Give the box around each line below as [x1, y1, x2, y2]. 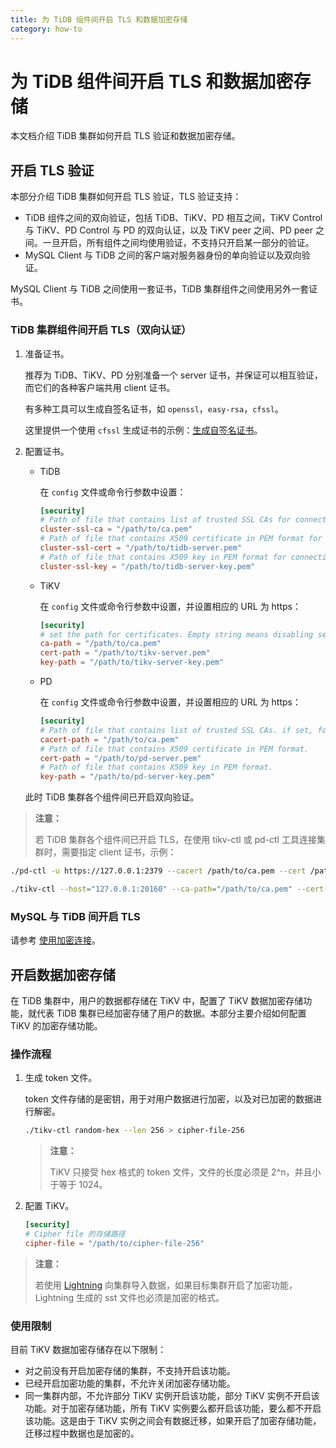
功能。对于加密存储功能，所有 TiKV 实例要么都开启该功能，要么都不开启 [24, 1402, 322, 1415]
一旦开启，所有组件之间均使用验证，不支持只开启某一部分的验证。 [42, 237, 315, 249]
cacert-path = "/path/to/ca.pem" [39, 734, 180, 745]
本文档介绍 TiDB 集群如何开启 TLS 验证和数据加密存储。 [10, 130, 241, 142]
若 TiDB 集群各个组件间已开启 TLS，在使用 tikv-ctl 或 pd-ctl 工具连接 [34, 834, 317, 846]
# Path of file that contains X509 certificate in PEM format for [39, 534, 323, 544]
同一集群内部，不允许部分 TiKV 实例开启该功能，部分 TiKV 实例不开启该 [24, 1390, 320, 1402]
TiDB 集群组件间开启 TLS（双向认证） [10, 323, 192, 337]
